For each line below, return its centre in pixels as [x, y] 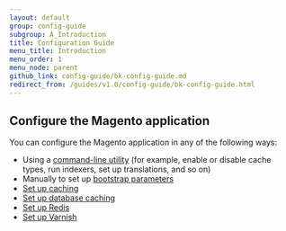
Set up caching [50, 189]
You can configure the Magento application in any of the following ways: [143, 142]
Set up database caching [68, 198]
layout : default [40, 18]
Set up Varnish [49, 218]
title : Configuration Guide [62, 43]
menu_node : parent [44, 68]
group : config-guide [48, 26]
